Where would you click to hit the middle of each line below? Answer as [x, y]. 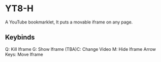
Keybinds [20, 37]
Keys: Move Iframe [24, 54]
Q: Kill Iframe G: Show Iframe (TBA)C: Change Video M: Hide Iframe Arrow [80, 49]
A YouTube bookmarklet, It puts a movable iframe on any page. [69, 22]
